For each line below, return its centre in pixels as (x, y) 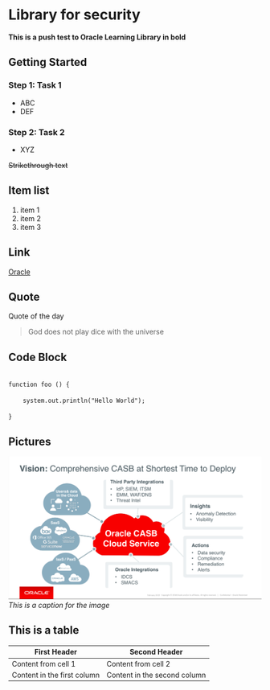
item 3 (31, 227)
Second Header (156, 652)
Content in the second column (156, 675)
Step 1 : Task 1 (35, 85)
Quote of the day (36, 316)
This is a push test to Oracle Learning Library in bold (97, 37)
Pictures (30, 441)
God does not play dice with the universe (96, 332)
